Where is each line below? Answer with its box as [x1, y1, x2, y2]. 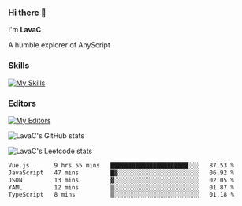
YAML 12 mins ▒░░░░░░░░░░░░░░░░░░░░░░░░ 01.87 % [8, 183, 235, 192]
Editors [8, 98, 37, 109]
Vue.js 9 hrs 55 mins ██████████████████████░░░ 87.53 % [8, 161, 235, 169]
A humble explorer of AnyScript [8, 40, 110, 50]
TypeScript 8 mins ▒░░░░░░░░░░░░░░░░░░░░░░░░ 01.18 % [8, 191, 235, 199]
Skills [8, 60, 30, 71]
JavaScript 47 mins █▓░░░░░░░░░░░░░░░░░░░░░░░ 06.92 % [8, 169, 235, 177]
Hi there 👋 [8, 7, 47, 18]
